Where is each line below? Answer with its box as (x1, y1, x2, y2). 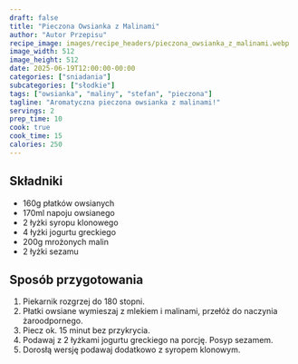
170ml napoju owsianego (22, 207, 115, 218)
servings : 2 (9, 106, 54, 115)
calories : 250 (9, 140, 63, 149)
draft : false (9, 13, 59, 23)
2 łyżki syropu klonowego (22, 217, 120, 228)
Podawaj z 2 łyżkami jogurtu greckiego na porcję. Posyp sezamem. (22, 335, 274, 346)
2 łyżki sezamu (22, 246, 79, 257)
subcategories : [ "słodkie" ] (9, 81, 116, 90)
